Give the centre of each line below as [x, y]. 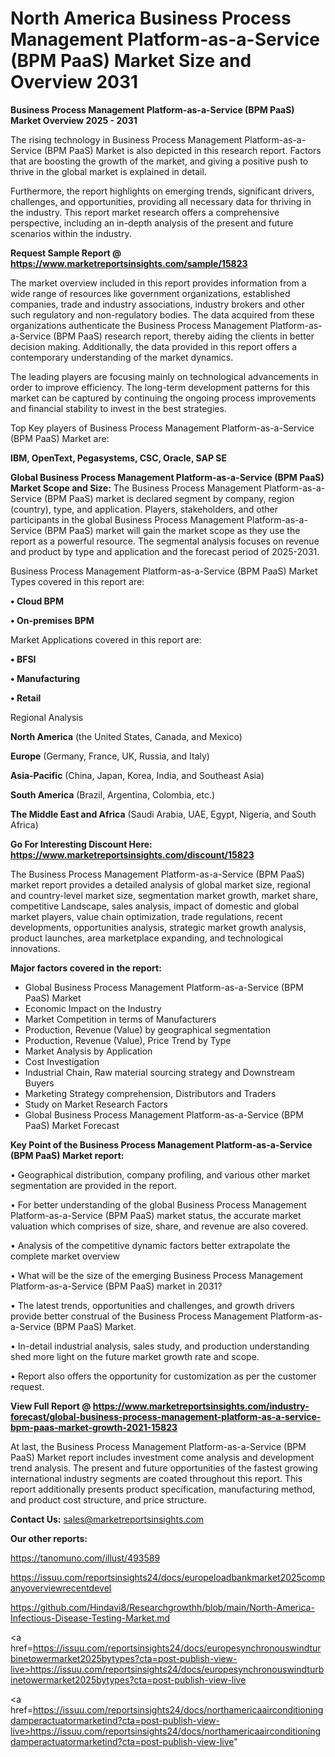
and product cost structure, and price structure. [108, 1499]
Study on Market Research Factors [96, 1104]
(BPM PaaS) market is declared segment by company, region [169, 498]
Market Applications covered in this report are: [106, 639]
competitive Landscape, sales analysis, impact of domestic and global [155, 906]
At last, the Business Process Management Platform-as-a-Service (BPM [158, 1446]
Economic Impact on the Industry [93, 1008]
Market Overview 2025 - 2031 [74, 120]
